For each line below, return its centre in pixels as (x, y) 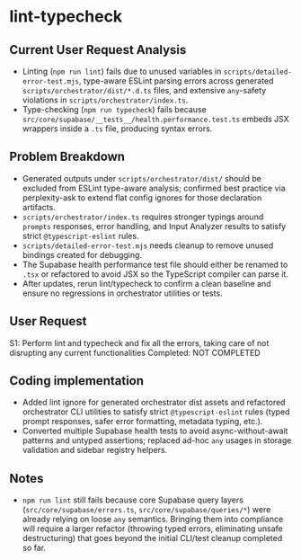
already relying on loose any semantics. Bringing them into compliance (153, 520)
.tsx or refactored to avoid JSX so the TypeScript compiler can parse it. (155, 274)
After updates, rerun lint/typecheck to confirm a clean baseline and (146, 283)
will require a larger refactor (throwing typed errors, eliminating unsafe (152, 529)
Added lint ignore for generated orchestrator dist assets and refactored (154, 403)
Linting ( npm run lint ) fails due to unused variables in (122, 71)
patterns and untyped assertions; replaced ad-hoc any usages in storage (157, 440)
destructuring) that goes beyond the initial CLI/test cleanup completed (152, 538)
